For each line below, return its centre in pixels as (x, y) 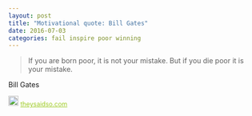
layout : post (30, 16)
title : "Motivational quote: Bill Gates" (78, 23)
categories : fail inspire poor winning (75, 38)
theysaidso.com (44, 104)
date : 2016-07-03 (37, 30)
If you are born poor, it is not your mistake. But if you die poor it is (136, 61)
